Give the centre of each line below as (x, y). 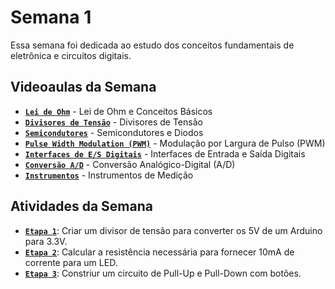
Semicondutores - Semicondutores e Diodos (114, 132)
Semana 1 (51, 17)
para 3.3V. (46, 241)
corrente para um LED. (71, 262)
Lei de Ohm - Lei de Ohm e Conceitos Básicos (118, 111)
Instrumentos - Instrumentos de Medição (109, 175)
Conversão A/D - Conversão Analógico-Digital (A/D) (130, 164)
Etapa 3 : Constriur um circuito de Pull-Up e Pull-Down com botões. (163, 273)
